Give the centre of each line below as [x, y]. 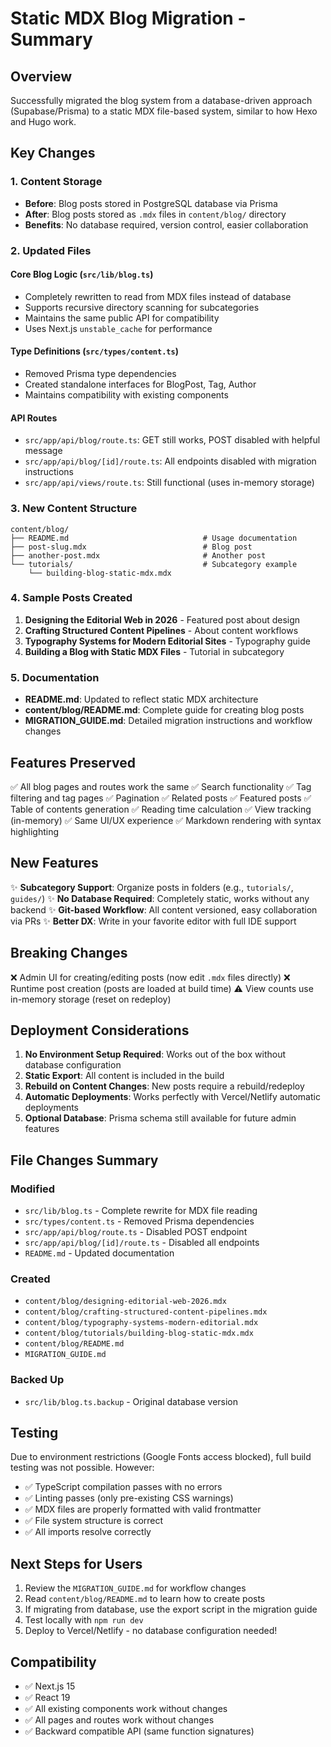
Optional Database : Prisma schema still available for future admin [160, 1118]
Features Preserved [73, 762]
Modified [33, 1189]
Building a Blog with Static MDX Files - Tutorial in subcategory [154, 651]
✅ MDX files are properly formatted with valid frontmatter [143, 1509]
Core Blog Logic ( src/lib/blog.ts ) [82, 274]
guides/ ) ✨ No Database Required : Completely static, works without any [160, 898]
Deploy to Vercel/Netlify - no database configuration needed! [151, 1631]
